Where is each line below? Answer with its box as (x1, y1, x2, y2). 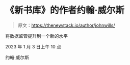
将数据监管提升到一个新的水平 (5, 33, 68, 39)
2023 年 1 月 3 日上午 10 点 (5, 43, 61, 49)
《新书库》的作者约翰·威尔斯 (5, 5, 125, 16)
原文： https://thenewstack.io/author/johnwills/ (17, 22, 116, 28)
